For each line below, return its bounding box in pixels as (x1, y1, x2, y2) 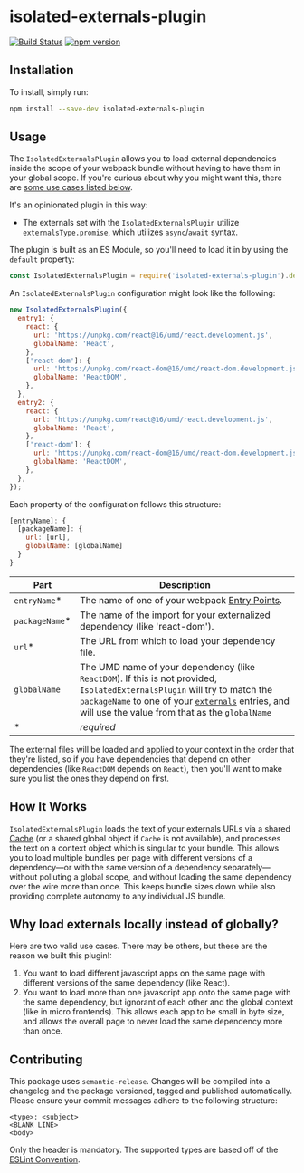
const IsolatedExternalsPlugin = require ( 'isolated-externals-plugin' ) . (9, 272, 290, 281)
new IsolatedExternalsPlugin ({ (9, 305, 128, 314)
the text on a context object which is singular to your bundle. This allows (9, 842, 280, 853)
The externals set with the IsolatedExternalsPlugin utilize (22, 217, 240, 228)
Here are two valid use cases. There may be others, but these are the (9, 940, 268, 952)
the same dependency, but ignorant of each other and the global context (22, 996, 294, 1007)
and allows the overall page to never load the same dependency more (22, 1016, 283, 1027)
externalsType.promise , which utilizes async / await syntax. (22, 226, 238, 237)
